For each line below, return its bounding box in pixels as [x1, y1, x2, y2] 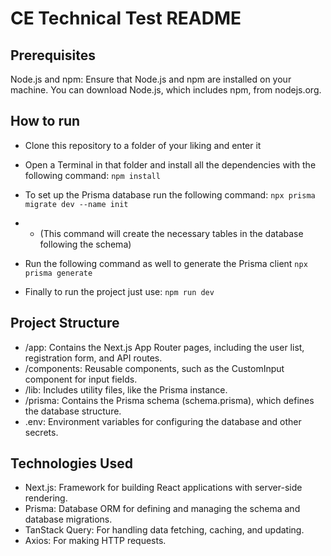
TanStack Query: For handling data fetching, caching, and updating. [24, 524, 305, 536]
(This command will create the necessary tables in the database [39, 227, 304, 239]
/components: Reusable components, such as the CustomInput [24, 362, 285, 374]
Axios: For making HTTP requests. [24, 535, 167, 547]
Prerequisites [10, 47, 96, 64]
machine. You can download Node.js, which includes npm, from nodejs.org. [10, 84, 322, 96]
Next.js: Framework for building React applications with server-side [24, 482, 303, 494]
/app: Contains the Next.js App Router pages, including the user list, [24, 341, 305, 353]
